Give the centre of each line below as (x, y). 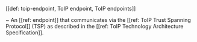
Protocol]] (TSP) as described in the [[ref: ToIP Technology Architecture (95, 26)
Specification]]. (25, 33)
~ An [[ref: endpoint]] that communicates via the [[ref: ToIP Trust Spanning (98, 20)
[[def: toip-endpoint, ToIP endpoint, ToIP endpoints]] (71, 9)
